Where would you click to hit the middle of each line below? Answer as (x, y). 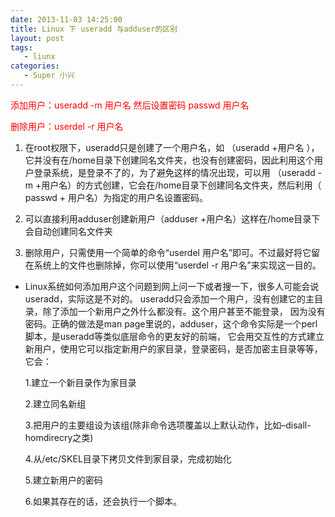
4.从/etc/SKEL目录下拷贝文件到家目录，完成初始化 (128, 458)
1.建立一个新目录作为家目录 (80, 382)
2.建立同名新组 (55, 403)
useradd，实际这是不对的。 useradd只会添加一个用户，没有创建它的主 (169, 298)
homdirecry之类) (59, 437)
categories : (35, 66)
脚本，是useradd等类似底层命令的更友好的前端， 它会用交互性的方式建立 (174, 336)
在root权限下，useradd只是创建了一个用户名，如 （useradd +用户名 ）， (172, 147)
